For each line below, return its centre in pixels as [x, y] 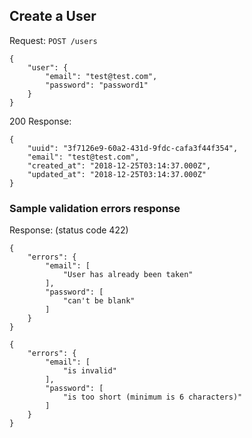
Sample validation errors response [95, 208]
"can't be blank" [99, 301]
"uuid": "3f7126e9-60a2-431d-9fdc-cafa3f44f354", [133, 148]
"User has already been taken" [128, 275]
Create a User [53, 16]
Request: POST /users [53, 40]
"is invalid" [89, 371]
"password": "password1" [97, 85]
